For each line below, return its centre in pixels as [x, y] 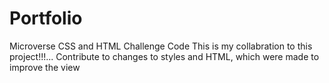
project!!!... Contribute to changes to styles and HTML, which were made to [164, 56]
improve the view [45, 67]
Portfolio [46, 18]
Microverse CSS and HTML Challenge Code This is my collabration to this [161, 46]
